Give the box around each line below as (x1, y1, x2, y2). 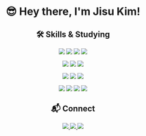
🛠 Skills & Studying (36, 29, 110, 39)
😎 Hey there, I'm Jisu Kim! (5, 5, 141, 18)
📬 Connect (51, 104, 95, 114)
